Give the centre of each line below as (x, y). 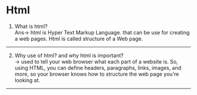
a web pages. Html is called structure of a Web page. (79, 38)
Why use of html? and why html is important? (69, 55)
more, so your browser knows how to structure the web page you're (97, 74)
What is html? (31, 26)
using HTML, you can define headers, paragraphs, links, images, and (98, 68)
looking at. (27, 80)
